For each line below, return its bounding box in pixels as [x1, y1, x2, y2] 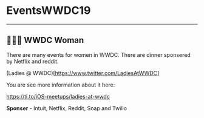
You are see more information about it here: [6, 81, 115, 88]
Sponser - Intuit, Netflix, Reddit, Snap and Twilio [6, 104, 127, 112]
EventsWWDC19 [6, 4, 91, 18]
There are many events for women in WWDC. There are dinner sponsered [6, 51, 191, 58]
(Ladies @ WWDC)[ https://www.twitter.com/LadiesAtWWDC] [6, 69, 160, 76]
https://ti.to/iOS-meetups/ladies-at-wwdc [6, 93, 110, 100]
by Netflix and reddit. [6, 57, 59, 65]
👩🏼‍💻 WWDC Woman [6, 35, 84, 45]
